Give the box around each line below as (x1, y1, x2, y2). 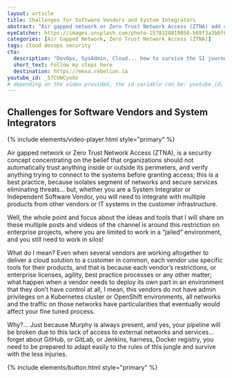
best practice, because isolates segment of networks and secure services (7, 178, 217, 186)
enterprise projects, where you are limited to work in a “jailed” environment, (7, 228, 222, 237)
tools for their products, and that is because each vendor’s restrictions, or (7, 263, 217, 272)
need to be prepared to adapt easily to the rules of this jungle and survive (7, 343, 216, 351)
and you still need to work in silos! (7, 235, 104, 243)
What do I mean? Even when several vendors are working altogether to (7, 249, 209, 257)
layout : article (7, 10, 54, 17)
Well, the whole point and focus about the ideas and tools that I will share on (7, 213, 224, 221)
